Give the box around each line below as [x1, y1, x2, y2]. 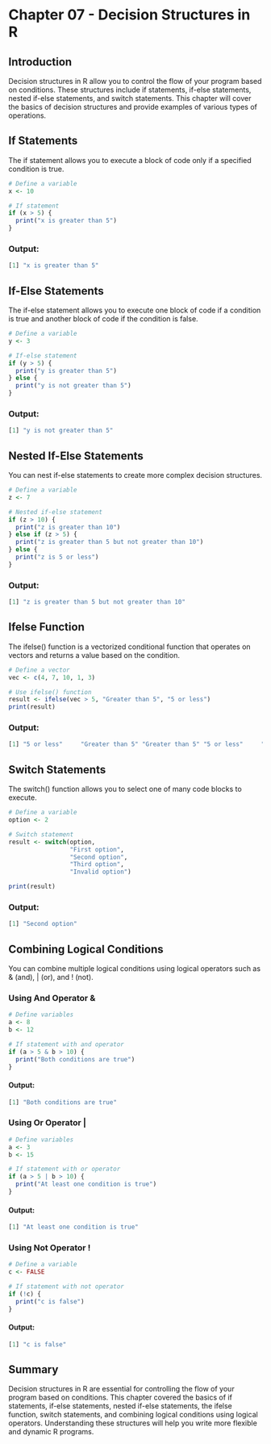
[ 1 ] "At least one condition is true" [8, 1223, 139, 1232]
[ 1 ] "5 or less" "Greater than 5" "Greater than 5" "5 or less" [8, 740, 244, 748]
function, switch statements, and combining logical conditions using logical [8, 1410, 258, 1420]
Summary [8, 1362, 59, 1376]
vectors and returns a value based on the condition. [8, 650, 180, 659]
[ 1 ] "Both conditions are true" [8, 1098, 117, 1107]
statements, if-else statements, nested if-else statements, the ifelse [8, 1401, 232, 1411]
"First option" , [69, 845, 125, 853]
